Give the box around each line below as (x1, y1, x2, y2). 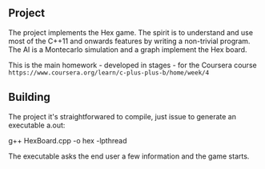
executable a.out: (8, 120, 66, 130)
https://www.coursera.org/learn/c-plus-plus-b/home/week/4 (8, 68, 210, 77)
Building (8, 91, 50, 104)
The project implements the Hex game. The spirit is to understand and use (8, 27, 254, 37)
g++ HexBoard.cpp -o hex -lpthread (8, 135, 127, 145)
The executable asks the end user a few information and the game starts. (8, 151, 250, 161)
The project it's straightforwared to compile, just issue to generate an (8, 111, 236, 121)
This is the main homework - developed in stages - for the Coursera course (8, 60, 258, 70)
